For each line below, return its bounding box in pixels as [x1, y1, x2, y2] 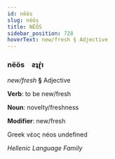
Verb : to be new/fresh [7, 90, 72, 98]
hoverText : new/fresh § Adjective [7, 36, 109, 43]
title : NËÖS [7, 23, 42, 30]
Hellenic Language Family [7, 144, 83, 153]
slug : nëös [7, 17, 39, 24]
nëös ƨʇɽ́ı [7, 60, 44, 70]
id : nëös [7, 10, 33, 18]
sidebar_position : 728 [7, 29, 74, 37]
